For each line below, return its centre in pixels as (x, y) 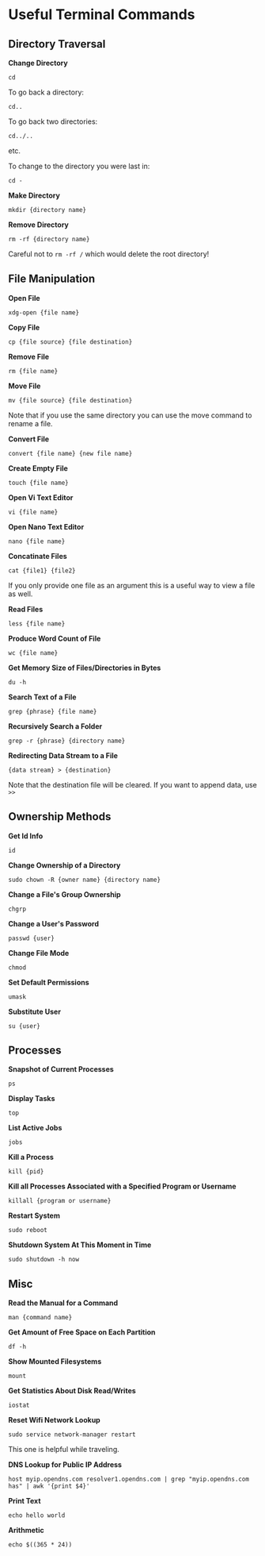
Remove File (29, 356)
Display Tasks (32, 1099)
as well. (21, 594)
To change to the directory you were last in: (79, 166)
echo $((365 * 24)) (40, 1545)
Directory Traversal (57, 44)
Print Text (25, 1501)
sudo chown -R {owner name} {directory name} (84, 880)
